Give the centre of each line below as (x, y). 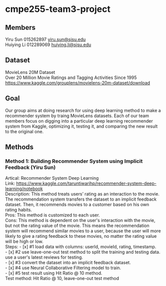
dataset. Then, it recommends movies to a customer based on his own (77, 205)
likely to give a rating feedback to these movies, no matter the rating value (81, 236)
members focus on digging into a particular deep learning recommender (79, 121)
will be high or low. (24, 241)
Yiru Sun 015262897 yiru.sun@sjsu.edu (45, 39)
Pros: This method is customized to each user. (53, 215)
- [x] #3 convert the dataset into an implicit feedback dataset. (68, 263)
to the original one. (24, 131)
